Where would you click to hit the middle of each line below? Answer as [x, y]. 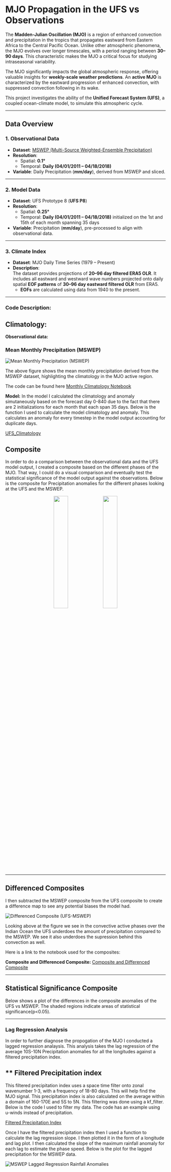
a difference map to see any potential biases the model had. [68, 906]
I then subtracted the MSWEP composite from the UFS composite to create [84, 900]
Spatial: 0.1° [33, 161]
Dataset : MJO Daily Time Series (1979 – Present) [64, 262]
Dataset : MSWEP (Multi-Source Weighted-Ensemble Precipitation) [82, 150]
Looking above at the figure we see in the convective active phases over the [85, 926]
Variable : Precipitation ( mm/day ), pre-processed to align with [77, 228]
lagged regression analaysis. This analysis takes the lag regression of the [82, 1046]
